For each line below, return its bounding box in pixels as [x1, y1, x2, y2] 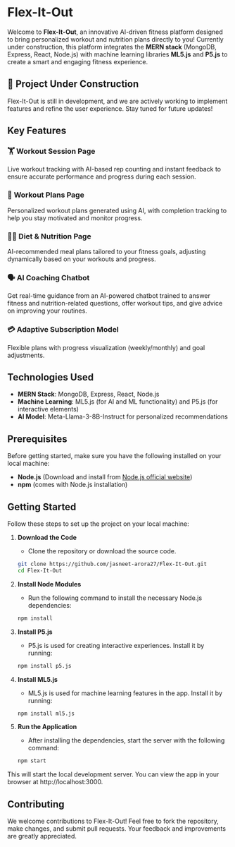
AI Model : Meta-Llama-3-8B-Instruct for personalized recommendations [17, 412, 229, 421]
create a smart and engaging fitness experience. [7, 57, 148, 66]
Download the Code [17, 534, 77, 542]
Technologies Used [7, 371, 94, 383]
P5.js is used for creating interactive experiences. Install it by [27, 641, 205, 649]
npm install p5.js [17, 662, 72, 669]
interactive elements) [17, 405, 80, 414]
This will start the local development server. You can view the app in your [7, 770, 220, 779]
